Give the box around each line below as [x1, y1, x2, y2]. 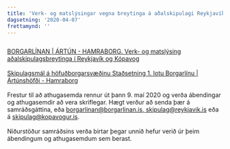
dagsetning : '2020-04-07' [7, 16, 81, 23]
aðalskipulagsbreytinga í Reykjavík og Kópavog [7, 55, 140, 63]
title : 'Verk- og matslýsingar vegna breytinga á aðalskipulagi [7, 10, 194, 17]
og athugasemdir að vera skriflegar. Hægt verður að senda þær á [7, 98, 190, 107]
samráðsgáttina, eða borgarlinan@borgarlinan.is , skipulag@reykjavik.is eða [7, 105, 219, 113]
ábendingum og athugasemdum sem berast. [7, 135, 132, 143]
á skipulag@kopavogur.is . [7, 113, 80, 121]
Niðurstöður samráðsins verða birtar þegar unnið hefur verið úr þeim [7, 127, 200, 135]
